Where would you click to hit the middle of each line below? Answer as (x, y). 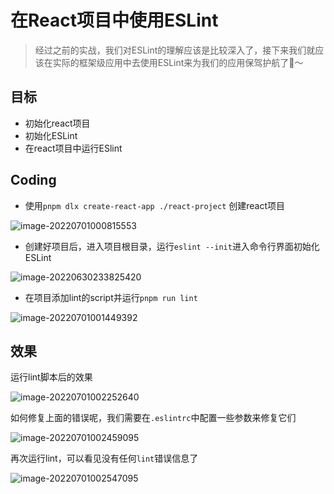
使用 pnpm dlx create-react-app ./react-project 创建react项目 (155, 205)
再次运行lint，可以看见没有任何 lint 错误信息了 (104, 458)
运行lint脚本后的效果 (51, 377)
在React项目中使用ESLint (114, 20)
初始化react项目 (57, 123)
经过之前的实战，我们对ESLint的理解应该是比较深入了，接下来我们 (170, 50)
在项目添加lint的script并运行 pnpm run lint (111, 297)
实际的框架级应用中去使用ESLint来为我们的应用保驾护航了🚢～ (178, 62)
